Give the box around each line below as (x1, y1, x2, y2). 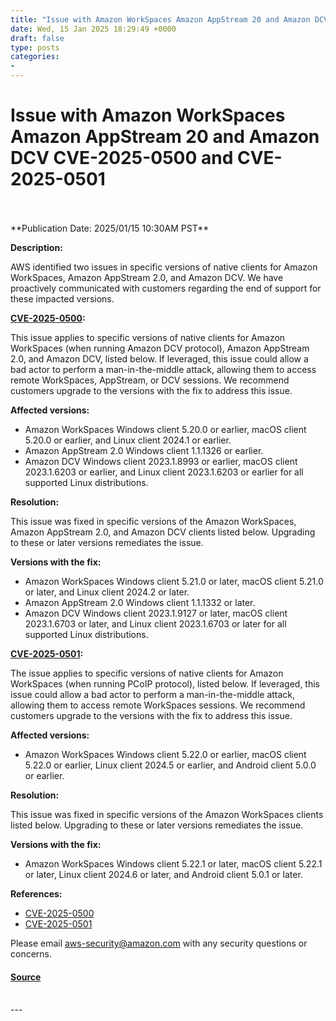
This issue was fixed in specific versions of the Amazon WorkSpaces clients (10, 808, 324, 820)
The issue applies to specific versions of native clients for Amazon (10, 667, 284, 679)
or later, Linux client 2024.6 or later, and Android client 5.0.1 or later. (24, 868, 303, 880)
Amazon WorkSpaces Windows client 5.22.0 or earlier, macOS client (24, 748, 307, 760)
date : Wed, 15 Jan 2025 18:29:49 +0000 (10, 24, 177, 34)
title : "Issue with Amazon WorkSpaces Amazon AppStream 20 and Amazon (10, 14, 311, 25)
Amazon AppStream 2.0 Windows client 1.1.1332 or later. (24, 596, 256, 608)
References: (10, 887, 63, 900)
